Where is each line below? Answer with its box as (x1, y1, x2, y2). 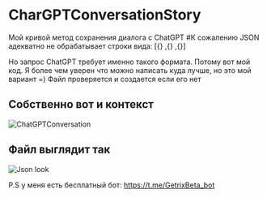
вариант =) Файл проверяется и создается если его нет (8, 74, 201, 84)
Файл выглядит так (8, 143, 111, 157)
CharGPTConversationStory (8, 6, 201, 24)
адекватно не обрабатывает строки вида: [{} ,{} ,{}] (8, 41, 186, 50)
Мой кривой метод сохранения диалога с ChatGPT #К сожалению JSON (8, 32, 260, 42)
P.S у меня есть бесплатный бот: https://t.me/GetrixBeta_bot (8, 180, 215, 190)
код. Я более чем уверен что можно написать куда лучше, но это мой (8, 65, 252, 75)
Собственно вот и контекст (8, 97, 154, 111)
